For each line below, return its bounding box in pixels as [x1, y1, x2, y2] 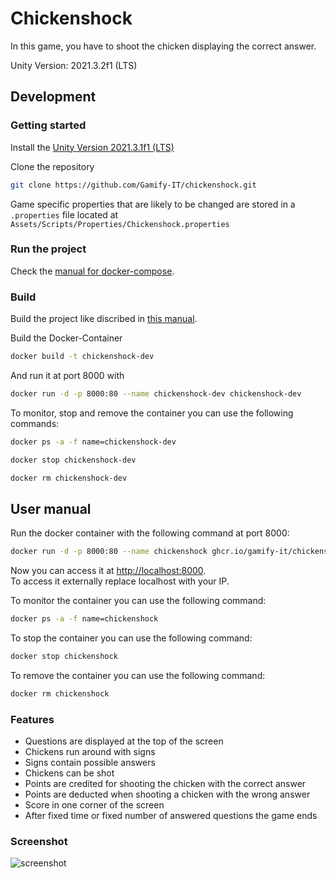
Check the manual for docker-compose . [10, 265, 175, 277]
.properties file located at [10, 208, 119, 221]
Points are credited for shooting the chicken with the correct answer [24, 778, 307, 790]
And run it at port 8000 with [10, 369, 125, 381]
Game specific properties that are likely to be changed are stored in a [10, 198, 296, 210]
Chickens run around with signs [24, 746, 156, 758]
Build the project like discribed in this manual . [10, 313, 198, 325]
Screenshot [10, 835, 68, 848]
